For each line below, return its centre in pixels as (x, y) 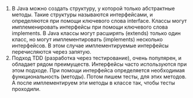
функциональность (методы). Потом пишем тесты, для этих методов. (99, 76)
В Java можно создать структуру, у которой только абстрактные (93, 8)
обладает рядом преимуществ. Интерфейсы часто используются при (99, 64)
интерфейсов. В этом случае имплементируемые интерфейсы (90, 45)
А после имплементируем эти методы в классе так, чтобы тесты (93, 83)
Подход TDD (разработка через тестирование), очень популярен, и (97, 58)
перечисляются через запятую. (51, 52)
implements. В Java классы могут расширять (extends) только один (96, 33)
